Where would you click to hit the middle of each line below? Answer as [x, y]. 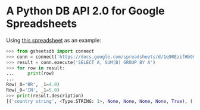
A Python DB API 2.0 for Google [85, 11]
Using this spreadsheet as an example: [54, 40]
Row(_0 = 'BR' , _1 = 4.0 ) [33, 85]
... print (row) [30, 74]
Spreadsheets [42, 24]
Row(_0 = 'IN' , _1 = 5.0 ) [33, 90]
